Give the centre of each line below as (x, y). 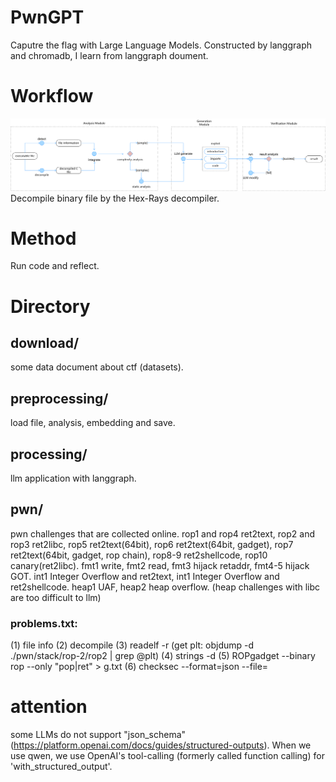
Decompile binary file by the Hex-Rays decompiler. (115, 198)
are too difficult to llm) (56, 597)
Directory (50, 306)
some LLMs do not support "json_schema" (98, 735)
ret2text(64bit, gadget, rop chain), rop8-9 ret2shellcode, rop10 (139, 555)
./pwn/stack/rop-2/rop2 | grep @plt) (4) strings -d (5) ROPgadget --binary (163, 656)
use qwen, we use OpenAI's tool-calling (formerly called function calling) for (167, 756)
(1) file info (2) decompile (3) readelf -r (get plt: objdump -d (132, 645)
